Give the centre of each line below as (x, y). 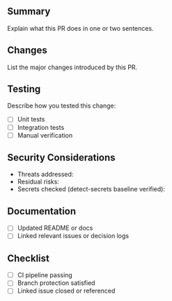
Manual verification (45, 135)
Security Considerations (62, 157)
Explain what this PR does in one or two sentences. (81, 28)
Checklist (29, 258)
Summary (29, 12)
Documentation (42, 211)
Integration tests (41, 127)
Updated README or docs (55, 228)
